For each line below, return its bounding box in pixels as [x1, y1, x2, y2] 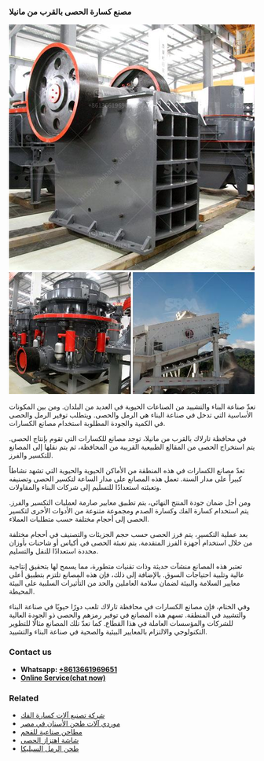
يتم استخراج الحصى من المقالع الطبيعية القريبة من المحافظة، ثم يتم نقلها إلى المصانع [9, 443, 255, 452]
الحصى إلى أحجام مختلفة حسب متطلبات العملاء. [9, 514, 150, 524]
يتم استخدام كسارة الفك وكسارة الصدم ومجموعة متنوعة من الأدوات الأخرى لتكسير [9, 506, 250, 516]
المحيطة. [9, 586, 35, 596]
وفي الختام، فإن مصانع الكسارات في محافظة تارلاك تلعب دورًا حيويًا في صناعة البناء [9, 602, 251, 612]
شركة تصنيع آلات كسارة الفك [20, 710, 105, 719]
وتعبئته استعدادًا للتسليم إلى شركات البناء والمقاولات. [9, 483, 162, 492]
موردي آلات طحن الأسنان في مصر [20, 719, 121, 728]
